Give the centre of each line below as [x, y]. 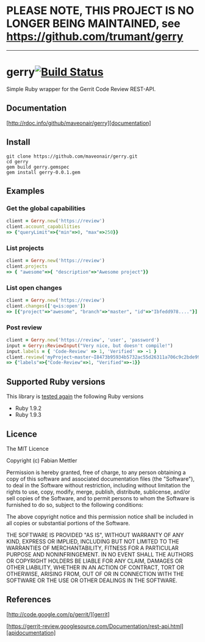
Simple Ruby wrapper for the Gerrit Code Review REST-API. [81, 89]
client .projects [27, 266]
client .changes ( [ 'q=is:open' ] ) [46, 306]
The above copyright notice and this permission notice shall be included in [100, 516]
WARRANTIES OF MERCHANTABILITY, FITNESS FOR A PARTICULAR [92, 548]
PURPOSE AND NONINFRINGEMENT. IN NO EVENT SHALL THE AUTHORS [100, 554]
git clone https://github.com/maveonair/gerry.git [72, 156]
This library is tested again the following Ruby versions [75, 396]
